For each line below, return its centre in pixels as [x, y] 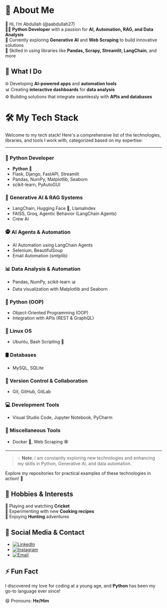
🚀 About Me [30, 10]
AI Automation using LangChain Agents [52, 245]
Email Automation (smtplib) [40, 255]
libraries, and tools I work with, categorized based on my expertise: [74, 140]
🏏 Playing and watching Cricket [38, 506]
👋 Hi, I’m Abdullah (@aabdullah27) [40, 24]
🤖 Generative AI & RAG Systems [44, 198]
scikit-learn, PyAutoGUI [36, 185]
